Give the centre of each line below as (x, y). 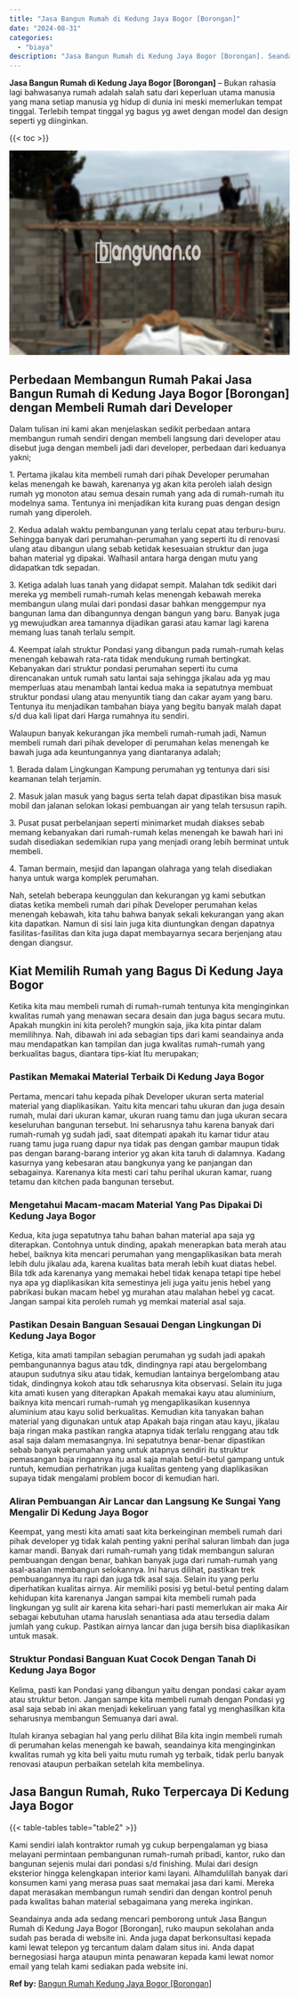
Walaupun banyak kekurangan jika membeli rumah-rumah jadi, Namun (138, 733)
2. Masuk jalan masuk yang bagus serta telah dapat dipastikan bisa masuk (145, 796)
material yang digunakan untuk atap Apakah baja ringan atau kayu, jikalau (145, 1421)
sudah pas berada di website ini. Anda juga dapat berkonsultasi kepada (140, 1937)
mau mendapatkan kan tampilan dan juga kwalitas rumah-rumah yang (137, 1044)
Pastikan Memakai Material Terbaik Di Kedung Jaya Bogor (137, 1077)
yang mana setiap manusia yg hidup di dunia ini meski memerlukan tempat (146, 102)
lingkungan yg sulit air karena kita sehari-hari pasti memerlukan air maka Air (149, 1607)
